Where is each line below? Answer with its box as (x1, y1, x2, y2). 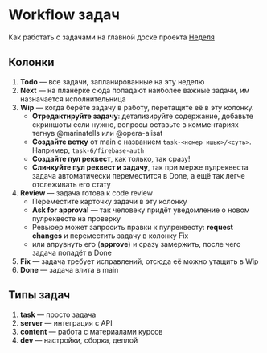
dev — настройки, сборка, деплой (19, 335, 138, 345)
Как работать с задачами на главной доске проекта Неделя (8, 32, 215, 42)
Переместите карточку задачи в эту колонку (31, 196, 187, 206)
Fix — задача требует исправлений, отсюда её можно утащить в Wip (19, 256, 259, 266)
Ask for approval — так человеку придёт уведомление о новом (31, 205, 251, 215)
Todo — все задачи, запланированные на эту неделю (19, 76, 205, 86)
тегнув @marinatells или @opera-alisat (31, 128, 163, 138)
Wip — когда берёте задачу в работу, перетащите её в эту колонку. (19, 102, 255, 112)
